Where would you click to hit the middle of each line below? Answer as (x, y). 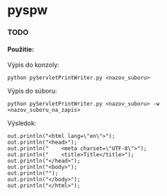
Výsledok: (22, 123)
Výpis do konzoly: (34, 65)
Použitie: (21, 49)
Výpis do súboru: (32, 91)
